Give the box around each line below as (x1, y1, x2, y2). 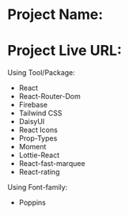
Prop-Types (18, 134, 58, 143)
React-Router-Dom (18, 92, 81, 101)
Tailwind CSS (18, 108, 63, 118)
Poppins (18, 198, 47, 207)
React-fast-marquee (18, 159, 85, 168)
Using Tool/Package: (7, 68, 76, 77)
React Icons (18, 125, 59, 135)
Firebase (18, 100, 48, 110)
